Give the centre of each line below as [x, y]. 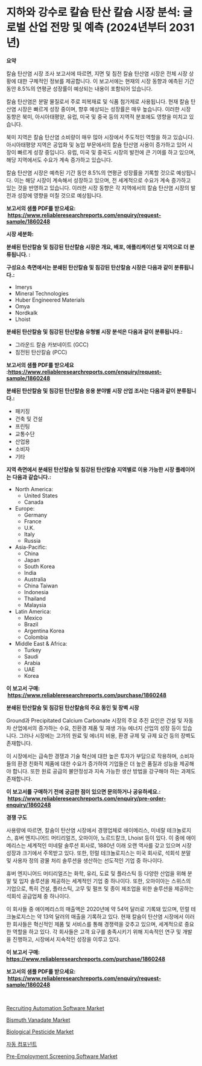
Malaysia [35, 605]
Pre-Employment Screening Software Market [62, 1056]
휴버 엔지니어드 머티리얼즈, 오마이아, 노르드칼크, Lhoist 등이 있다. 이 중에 [99, 838]
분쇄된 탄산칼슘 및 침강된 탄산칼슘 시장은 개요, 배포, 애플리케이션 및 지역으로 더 [97, 247]
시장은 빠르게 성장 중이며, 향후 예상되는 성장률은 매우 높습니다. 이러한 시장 [104, 109]
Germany [35, 515]
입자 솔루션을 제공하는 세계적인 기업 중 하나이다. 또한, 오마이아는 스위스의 [105, 881]
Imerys [24, 287]
